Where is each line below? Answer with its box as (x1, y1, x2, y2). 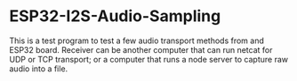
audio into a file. (9, 63, 68, 74)
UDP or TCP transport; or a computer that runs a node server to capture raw (9, 54, 289, 64)
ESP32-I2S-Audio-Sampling (9, 6, 221, 26)
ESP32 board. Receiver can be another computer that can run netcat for (9, 44, 273, 55)
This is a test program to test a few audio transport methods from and (9, 35, 265, 46)
